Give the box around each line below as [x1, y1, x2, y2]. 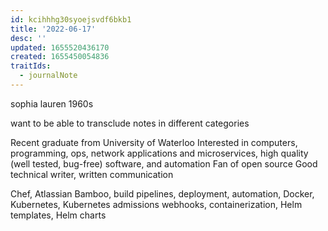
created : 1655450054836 [10, 52, 110, 62]
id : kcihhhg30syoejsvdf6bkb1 [10, 14, 132, 25]
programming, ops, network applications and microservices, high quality [10, 147, 309, 159]
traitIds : [10, 61, 52, 71]
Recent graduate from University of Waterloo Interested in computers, [10, 136, 298, 148]
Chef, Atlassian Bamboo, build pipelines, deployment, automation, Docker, [10, 187, 315, 200]
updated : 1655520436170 [10, 42, 110, 53]
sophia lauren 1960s [10, 97, 94, 110]
